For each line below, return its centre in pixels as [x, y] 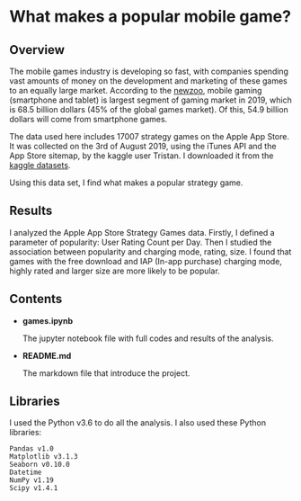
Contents [36, 299]
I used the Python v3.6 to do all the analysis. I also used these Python [138, 423]
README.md [47, 355]
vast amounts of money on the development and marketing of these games [148, 81]
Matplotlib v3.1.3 [44, 457]
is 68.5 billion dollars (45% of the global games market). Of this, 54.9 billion [149, 109]
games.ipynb [48, 320]
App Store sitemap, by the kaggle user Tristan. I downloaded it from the [142, 156]
